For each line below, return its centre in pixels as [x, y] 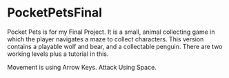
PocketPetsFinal [54, 13]
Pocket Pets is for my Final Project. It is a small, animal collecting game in [111, 32]
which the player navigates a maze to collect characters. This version [106, 39]
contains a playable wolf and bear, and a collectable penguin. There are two [115, 46]
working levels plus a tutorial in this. [58, 54]
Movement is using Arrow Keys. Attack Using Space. [82, 67]
